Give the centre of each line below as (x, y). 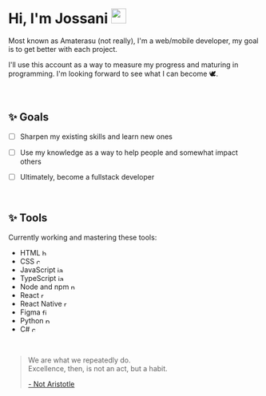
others (30, 161)
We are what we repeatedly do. (79, 360)
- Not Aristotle (51, 384)
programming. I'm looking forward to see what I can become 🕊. (113, 73)
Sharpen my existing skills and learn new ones (96, 137)
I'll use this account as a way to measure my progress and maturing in (123, 65)
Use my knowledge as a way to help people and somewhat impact (129, 152)
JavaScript (38, 269)
